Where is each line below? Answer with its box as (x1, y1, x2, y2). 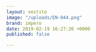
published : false (6, 31, 50, 37)
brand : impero (6, 20, 42, 26)
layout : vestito (6, 8, 47, 15)
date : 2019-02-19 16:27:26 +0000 (6, 25, 91, 32)
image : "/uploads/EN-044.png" (6, 15, 83, 21)
